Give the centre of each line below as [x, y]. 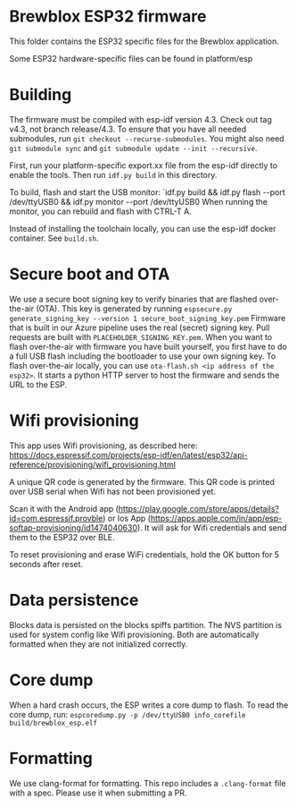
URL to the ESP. [38, 384]
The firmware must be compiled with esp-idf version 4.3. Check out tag [140, 119]
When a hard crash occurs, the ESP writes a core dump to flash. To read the [149, 705]
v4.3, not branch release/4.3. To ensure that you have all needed [128, 129]
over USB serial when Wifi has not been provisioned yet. [113, 491]
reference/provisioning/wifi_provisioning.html [93, 464]
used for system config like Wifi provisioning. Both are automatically [134, 634]
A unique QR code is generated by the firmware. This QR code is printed [142, 481]
